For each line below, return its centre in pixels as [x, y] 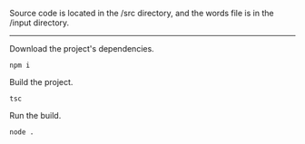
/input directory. [39, 23]
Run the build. [35, 115]
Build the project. [41, 82]
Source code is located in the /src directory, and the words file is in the [142, 13]
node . [22, 132]
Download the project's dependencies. [82, 48]
